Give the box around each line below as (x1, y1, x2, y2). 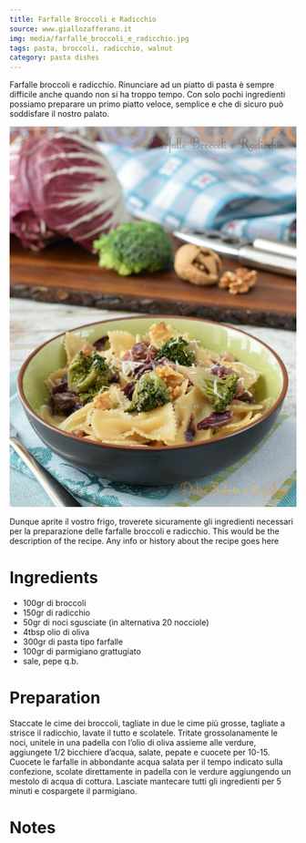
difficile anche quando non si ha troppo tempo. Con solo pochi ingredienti (9, 89, 286, 100)
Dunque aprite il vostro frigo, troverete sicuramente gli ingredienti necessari (9, 516, 294, 527)
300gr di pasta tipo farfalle (22, 636, 124, 647)
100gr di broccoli (22, 597, 87, 608)
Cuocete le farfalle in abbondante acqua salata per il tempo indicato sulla (9, 756, 284, 767)
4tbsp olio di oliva (22, 626, 90, 637)
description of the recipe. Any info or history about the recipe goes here (9, 535, 280, 546)
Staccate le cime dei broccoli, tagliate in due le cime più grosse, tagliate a (9, 717, 285, 728)
